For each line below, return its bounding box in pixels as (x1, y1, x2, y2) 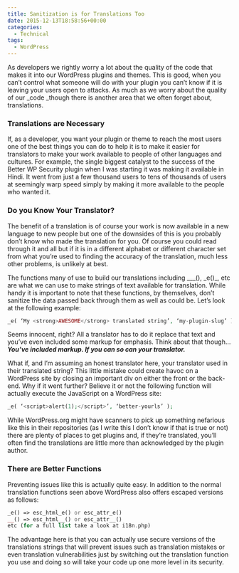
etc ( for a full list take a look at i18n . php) (7, 522, 152, 530)
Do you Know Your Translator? (7, 206, 115, 216)
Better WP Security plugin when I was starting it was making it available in (7, 165, 224, 174)
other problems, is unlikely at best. (7, 259, 109, 268)
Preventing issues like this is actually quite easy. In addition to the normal (7, 480, 222, 488)
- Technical (14, 30, 50, 38)
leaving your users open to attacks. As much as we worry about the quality (7, 86, 227, 94)
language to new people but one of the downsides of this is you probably (7, 229, 222, 238)
